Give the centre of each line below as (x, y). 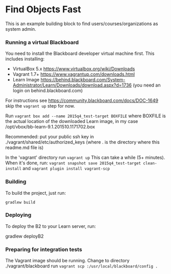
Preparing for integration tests (44, 249)
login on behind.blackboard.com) (48, 91)
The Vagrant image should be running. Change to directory (67, 261)
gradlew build (20, 202)
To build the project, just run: (36, 193)
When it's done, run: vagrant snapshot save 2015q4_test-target (73, 163)
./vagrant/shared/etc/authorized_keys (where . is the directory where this (82, 142)
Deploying (18, 215)
